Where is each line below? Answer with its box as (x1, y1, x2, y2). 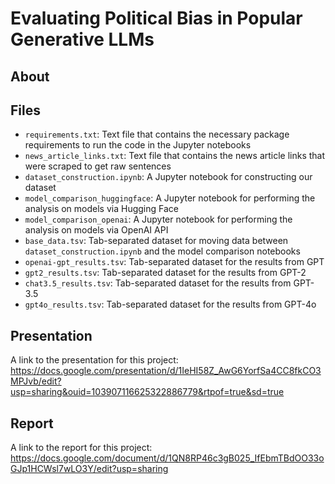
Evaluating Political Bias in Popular (10, 7, 303, 30)
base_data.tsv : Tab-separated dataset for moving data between (24, 235, 289, 247)
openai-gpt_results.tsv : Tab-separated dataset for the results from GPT (24, 256, 325, 268)
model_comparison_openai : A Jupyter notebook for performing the (24, 213, 293, 226)
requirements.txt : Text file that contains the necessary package (24, 128, 290, 141)
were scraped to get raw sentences (24, 160, 172, 172)
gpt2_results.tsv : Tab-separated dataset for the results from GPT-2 (24, 267, 307, 279)
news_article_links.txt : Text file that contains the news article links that (24, 150, 326, 162)
